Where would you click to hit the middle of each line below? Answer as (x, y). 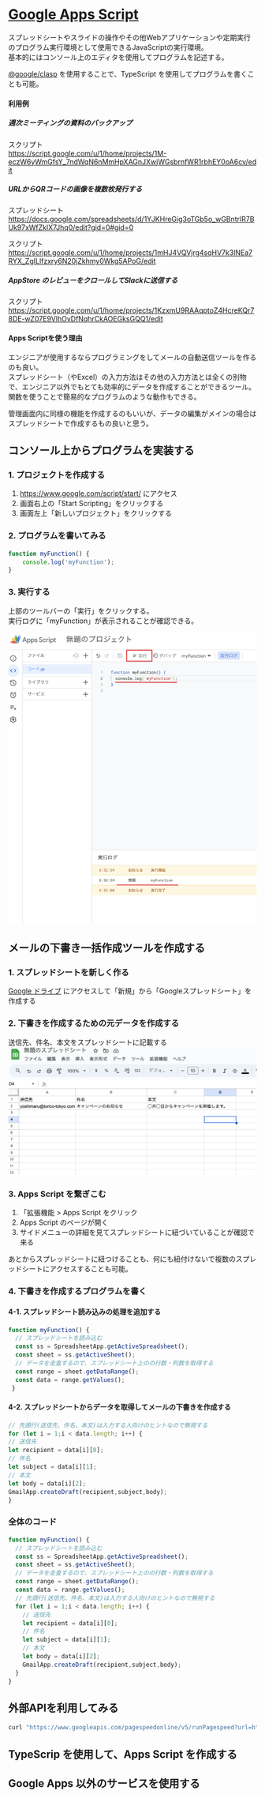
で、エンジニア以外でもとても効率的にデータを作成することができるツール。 (132, 387)
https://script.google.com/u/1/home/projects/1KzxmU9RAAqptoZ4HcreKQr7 (131, 310)
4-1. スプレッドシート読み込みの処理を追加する (85, 1312)
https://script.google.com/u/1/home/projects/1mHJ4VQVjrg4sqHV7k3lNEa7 (131, 253)
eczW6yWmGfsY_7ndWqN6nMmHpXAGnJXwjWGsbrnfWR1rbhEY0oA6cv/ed (132, 161)
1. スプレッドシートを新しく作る (69, 973)
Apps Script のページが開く (64, 1222)
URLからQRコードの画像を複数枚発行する (75, 189)
